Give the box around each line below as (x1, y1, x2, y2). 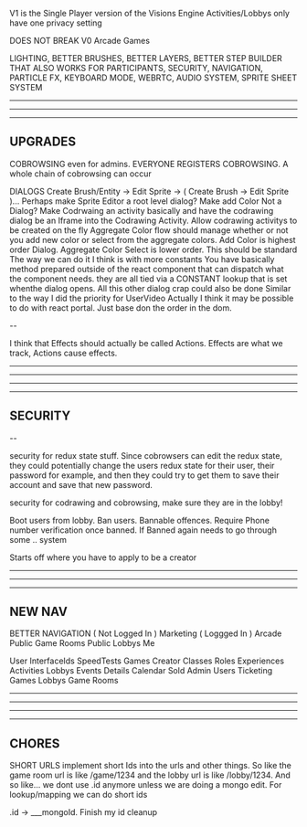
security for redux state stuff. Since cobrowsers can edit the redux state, (9, 450, 283, 461)
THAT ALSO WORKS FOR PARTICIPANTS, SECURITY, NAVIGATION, (9, 63, 263, 73)
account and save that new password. (9, 479, 153, 490)
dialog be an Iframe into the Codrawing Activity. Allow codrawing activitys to (9, 215, 298, 226)
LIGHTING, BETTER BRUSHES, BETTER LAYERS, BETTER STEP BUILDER (9, 53, 283, 63)
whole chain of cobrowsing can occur (9, 168, 153, 179)
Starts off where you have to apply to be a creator (9, 552, 197, 563)
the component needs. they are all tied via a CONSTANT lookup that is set (9, 273, 288, 284)
